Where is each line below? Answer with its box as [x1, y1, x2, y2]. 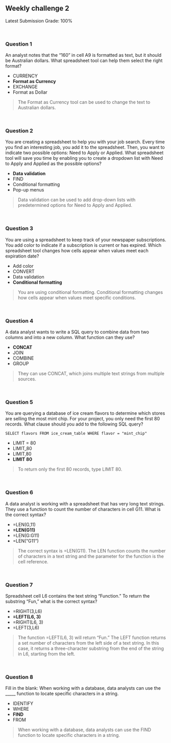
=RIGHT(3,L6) [12, 608, 42, 614]
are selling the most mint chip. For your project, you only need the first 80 [5, 416, 160, 422]
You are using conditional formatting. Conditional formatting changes [17, 289, 163, 295]
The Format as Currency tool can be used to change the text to [17, 99, 151, 105]
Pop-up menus [12, 187, 44, 193]
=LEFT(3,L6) [12, 624, 39, 630]
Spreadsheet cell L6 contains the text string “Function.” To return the [5, 592, 150, 599]
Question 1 [5, 40, 32, 48]
